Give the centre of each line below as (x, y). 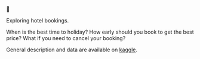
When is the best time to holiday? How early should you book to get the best (100, 32)
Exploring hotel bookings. (38, 20)
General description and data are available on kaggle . (72, 50)
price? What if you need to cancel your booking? (66, 38)
